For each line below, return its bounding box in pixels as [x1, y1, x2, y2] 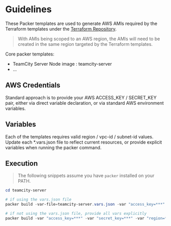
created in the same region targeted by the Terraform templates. [17, 41, 153, 47]
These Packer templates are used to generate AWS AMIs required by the [5, 20, 158, 26]
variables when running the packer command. [5, 144, 102, 151]
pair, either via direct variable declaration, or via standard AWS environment [5, 100, 164, 106]
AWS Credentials [5, 81, 61, 90]
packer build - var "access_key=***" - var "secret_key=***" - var [5, 215, 145, 221]
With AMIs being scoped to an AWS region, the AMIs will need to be [17, 36, 160, 42]
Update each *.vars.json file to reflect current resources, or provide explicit [5, 139, 162, 145]
